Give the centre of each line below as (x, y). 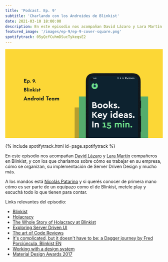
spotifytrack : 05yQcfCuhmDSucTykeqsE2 (45, 37)
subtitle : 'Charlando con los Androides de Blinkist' (62, 16)
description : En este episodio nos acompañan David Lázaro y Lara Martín (84, 27)
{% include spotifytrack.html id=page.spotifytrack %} (60, 146)
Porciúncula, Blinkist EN (37, 243)
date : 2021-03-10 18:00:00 (33, 21)
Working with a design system (43, 248)
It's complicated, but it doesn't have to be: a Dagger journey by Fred (83, 238)
